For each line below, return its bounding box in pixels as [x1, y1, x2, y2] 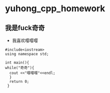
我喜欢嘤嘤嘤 [12, 38, 38, 43]
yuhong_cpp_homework [5, 3, 106, 14]
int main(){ [5, 60, 29, 65]
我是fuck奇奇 [5, 23, 45, 32]
